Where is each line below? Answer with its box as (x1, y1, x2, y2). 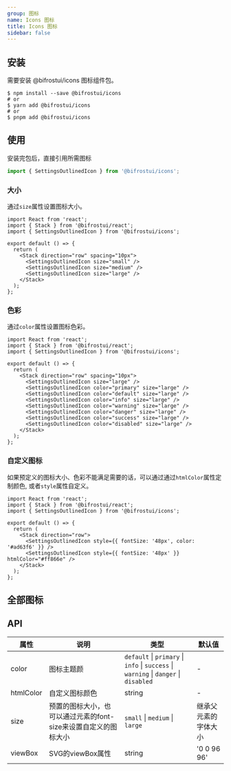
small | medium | (124, 712, 174, 722)
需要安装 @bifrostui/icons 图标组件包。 (7, 76, 118, 85)
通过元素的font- (63, 711, 115, 721)
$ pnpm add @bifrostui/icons (7, 114, 91, 121)
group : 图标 (7, 10, 39, 17)
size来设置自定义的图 (49, 721, 118, 731)
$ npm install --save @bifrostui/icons (7, 90, 122, 97)
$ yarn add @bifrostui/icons (7, 102, 91, 109)
